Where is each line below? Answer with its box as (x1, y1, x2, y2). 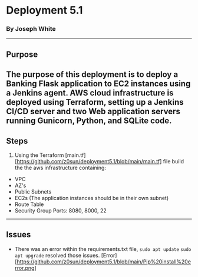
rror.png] (14, 264, 37, 271)
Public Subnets (14, 188, 52, 195)
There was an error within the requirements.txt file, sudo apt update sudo (14, 245, 192, 252)
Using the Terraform (14, 152, 64, 159)
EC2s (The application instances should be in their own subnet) (14, 195, 169, 202)
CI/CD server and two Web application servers (6, 107, 181, 117)
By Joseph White (6, 25, 56, 33)
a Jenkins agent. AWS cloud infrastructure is (6, 88, 174, 98)
